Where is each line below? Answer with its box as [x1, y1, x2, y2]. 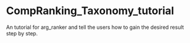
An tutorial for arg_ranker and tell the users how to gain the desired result [6, 24, 184, 31]
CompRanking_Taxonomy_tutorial [6, 4, 174, 18]
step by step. [6, 29, 38, 37]
